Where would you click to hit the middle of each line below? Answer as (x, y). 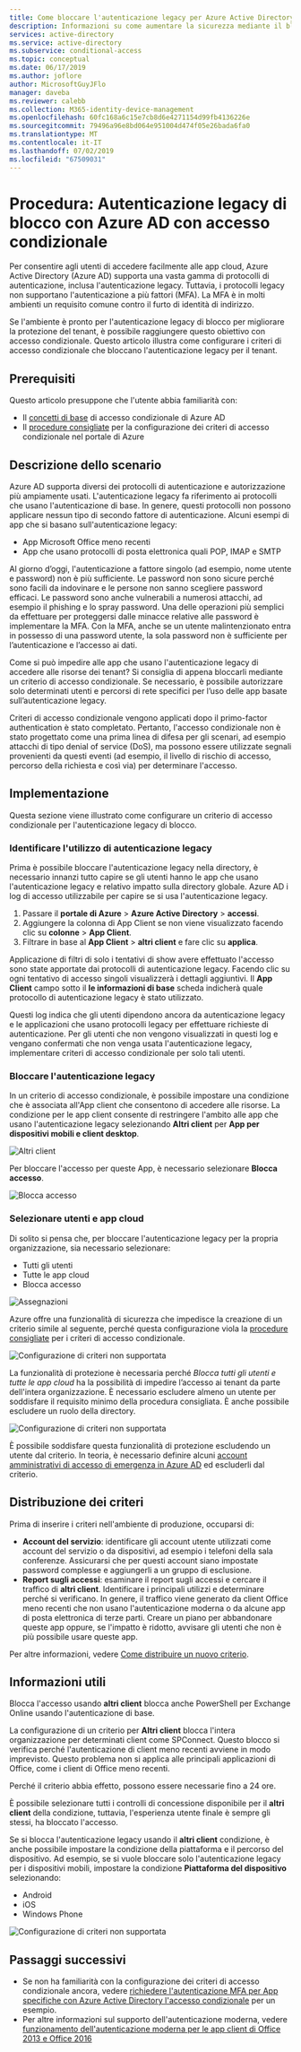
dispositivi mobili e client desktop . (74, 1134)
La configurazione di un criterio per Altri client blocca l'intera (122, 1730)
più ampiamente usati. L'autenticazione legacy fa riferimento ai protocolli (143, 496)
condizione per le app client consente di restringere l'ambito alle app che (144, 1115)
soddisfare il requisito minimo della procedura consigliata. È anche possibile (149, 1401)
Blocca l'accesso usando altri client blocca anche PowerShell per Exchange (150, 1703)
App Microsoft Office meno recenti (86, 542)
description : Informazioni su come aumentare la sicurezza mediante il (146, 26)
